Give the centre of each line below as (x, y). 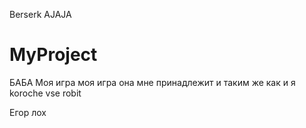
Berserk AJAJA (40, 14)
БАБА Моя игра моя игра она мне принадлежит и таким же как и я (152, 82)
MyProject (53, 55)
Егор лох (28, 112)
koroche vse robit (45, 93)
